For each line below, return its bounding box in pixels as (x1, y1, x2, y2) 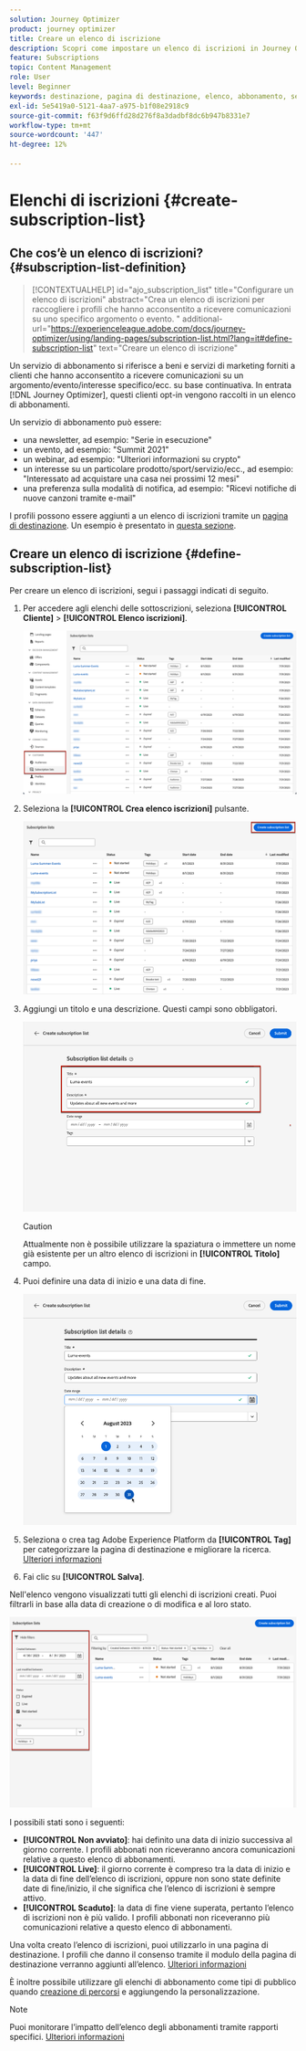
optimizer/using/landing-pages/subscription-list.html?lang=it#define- (31, 332, 293, 343)
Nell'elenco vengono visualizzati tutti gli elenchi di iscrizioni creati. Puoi (9, 1589, 278, 1600)
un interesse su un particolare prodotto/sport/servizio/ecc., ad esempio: (22, 463, 294, 474)
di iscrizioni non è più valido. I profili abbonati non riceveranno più (22, 1911, 270, 1922)
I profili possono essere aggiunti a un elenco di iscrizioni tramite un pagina (9, 510, 289, 521)
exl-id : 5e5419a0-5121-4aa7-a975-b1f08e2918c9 (9, 101, 189, 110)
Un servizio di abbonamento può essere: (9, 416, 162, 427)
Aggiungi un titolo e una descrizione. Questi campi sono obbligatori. (22, 1003, 278, 1014)
